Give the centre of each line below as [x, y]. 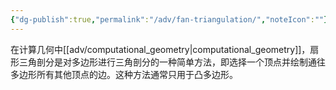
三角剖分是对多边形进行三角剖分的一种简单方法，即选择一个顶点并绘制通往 [172, 62]
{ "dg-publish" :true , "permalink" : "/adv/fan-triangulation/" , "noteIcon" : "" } [169, 19]
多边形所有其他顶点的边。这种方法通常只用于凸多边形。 [124, 74]
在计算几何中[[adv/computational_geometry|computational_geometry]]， [160, 49]
